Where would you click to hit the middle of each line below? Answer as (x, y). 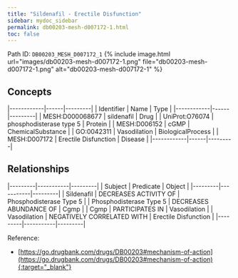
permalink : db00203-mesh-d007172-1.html (68, 27)
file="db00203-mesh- (175, 62)
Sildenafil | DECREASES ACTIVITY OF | (123, 194)
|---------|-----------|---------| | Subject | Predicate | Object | (98, 186)
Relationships (38, 169)
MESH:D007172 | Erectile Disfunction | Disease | (78, 139)
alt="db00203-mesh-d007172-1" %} (109, 69)
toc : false (24, 34)
